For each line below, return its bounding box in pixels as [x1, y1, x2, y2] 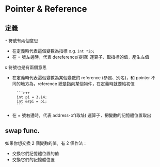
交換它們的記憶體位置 [12, 156, 55, 162]
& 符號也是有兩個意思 [5, 65, 47, 70]
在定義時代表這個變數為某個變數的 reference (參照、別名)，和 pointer [12, 75, 150, 81]
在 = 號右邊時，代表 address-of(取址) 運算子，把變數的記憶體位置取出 [12, 113, 152, 118]
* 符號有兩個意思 [5, 38, 39, 43]
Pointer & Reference [5, 3, 87, 15]
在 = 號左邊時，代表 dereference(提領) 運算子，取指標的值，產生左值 [12, 54, 149, 60]
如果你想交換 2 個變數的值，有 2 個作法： [5, 140, 87, 146]
